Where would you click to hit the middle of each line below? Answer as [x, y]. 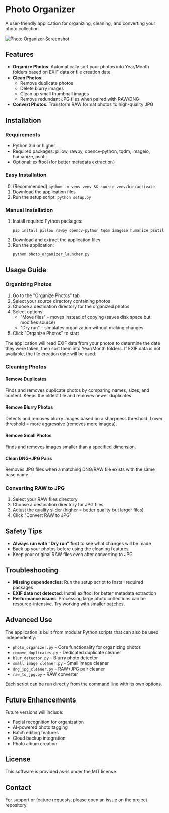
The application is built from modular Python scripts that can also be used [82, 632]
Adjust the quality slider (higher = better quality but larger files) [78, 510]
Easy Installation [26, 175]
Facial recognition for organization [48, 722]
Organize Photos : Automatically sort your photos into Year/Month [81, 66]
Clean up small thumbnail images [54, 94]
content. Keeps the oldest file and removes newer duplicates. [69, 395]
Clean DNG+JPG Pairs [29, 458]
